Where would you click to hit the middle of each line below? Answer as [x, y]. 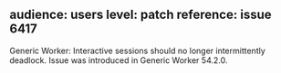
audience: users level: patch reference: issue [140, 15]
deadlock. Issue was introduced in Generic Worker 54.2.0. [119, 60]
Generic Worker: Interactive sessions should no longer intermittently [138, 50]
